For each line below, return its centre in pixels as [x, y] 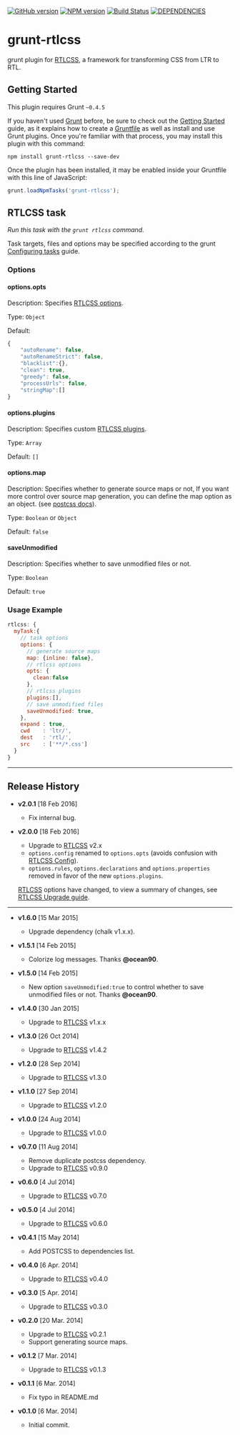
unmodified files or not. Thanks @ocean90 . [93, 994]
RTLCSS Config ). [53, 860]
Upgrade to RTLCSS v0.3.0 [68, 1306]
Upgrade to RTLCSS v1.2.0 [67, 1105]
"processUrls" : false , [54, 383]
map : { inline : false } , [60, 658]
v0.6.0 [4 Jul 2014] [46, 1181]
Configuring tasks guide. [44, 251]
